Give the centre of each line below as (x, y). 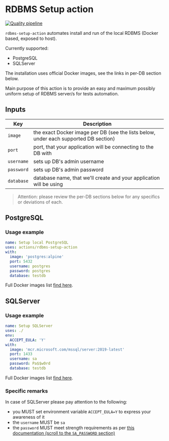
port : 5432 (21, 261)
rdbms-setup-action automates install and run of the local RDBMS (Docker (82, 33)
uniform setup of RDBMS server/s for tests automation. (62, 93)
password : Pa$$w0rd (30, 364)
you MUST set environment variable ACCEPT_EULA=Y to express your (82, 412)
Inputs (16, 110)
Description (97, 124)
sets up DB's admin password (69, 169)
